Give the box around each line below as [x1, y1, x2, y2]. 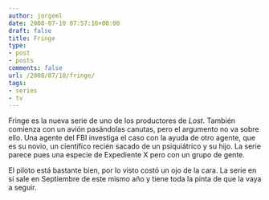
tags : [8, 79, 26, 87]
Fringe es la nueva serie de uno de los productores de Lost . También [8, 116, 235, 125]
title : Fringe [8, 34, 56, 43]
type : [8, 42, 26, 50]
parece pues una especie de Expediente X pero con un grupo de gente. [8, 150, 245, 160]
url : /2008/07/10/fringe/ [8, 71, 95, 80]
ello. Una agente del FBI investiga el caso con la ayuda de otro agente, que [8, 133, 256, 143]
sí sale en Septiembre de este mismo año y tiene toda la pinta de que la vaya [8, 174, 262, 184]
